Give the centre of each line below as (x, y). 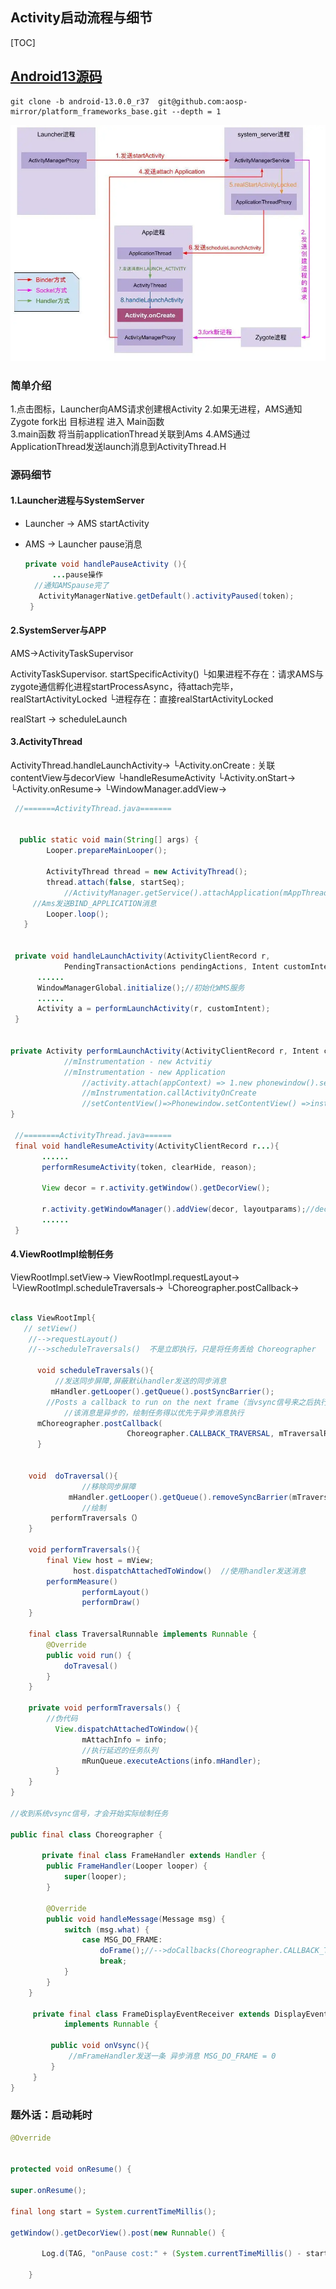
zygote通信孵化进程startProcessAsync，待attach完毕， (124, 686)
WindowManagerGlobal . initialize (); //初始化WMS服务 (140, 988)
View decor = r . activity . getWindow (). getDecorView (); (156, 1188)
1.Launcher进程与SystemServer (77, 500)
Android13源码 (56, 76)
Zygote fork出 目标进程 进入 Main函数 (87, 421)
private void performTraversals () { (105, 1708)
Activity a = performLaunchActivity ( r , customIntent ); (153, 1009)
